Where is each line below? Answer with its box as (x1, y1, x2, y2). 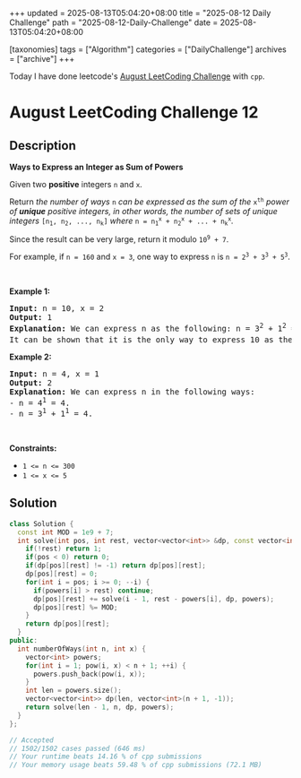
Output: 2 (9, 377, 52, 388)
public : (9, 636, 39, 645)
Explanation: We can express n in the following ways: (9, 386, 255, 397)
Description (9, 138, 76, 153)
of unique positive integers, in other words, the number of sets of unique (9, 206, 278, 216)
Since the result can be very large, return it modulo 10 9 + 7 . (9, 234, 229, 245)
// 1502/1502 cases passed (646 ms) (9, 744, 146, 753)
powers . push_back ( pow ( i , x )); (32, 670, 146, 679)
